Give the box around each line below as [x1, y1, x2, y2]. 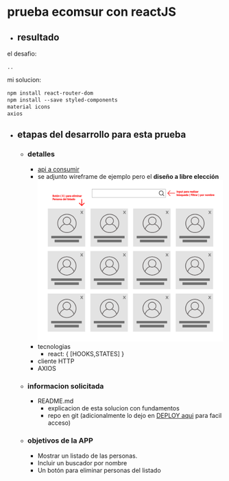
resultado [16, 32, 60, 43]
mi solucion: [7, 76, 42, 84]
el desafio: [7, 49, 37, 58]
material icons [7, 103, 51, 110]
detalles [27, 149, 55, 159]
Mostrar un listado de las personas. [37, 452, 138, 460]
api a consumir [37, 165, 80, 173]
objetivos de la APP [27, 436, 94, 445]
